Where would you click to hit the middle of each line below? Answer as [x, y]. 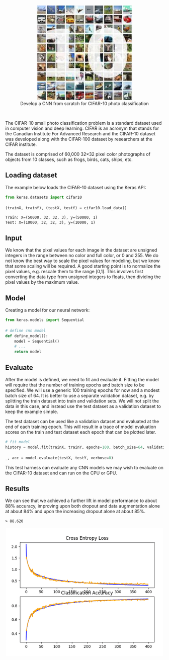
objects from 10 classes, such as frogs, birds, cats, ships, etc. [69, 159]
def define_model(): [27, 336]
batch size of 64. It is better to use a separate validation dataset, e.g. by [80, 396]
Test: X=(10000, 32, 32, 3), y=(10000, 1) [50, 223]
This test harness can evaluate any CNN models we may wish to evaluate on [84, 467]
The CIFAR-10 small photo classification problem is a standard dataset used [83, 123]
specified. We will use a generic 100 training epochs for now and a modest [82, 390]
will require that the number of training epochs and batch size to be [75, 385]
